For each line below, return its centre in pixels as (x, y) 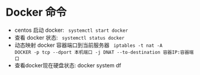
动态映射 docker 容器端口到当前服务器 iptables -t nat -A (88, 45)
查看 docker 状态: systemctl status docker (69, 37)
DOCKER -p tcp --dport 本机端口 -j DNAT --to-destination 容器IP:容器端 (104, 52)
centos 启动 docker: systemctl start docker (71, 30)
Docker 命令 (36, 12)
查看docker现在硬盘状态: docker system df (68, 65)
